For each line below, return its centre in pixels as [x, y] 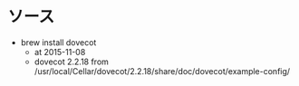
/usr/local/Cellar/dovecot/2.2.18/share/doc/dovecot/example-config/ [162, 71]
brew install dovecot [58, 42]
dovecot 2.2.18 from [72, 62]
